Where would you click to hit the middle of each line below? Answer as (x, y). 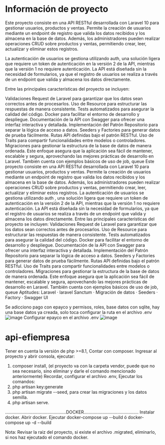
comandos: (24, 381)
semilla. (20, 397)
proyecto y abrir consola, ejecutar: (40, 356)
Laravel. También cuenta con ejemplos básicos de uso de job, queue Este (80, 161)
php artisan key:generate (38, 387)
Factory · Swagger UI (27, 297)
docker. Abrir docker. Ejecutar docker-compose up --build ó (66, 417)
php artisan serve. (31, 402)
